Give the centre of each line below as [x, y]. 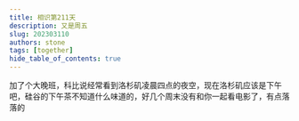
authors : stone [37, 42]
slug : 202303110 [39, 34]
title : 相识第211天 [43, 17]
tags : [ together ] [41, 51]
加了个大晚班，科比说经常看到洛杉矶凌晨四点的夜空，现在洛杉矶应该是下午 [145, 85]
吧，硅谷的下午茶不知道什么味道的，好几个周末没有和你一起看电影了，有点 [145, 96]
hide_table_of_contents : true [65, 59]
